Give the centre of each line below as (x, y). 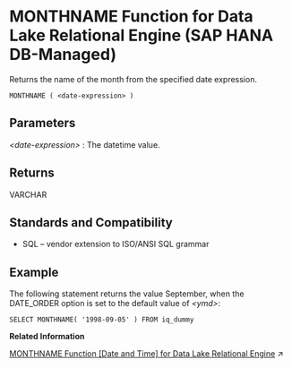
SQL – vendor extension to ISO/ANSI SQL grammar (116, 244)
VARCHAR (28, 194)
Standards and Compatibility (91, 223)
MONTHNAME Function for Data (131, 17)
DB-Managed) (63, 55)
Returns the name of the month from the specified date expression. (133, 79)
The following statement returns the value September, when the (127, 294)
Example (34, 272)
